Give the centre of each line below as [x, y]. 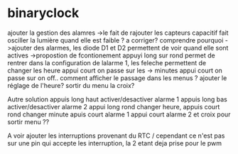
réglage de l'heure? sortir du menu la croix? [71, 85]
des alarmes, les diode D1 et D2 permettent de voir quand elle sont [131, 48]
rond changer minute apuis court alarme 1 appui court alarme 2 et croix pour [119, 114]
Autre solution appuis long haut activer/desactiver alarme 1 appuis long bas [117, 99]
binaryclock [43, 13]
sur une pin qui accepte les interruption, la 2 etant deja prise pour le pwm [115, 143]
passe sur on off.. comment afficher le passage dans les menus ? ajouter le [117, 78]
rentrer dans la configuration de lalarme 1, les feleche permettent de [107, 62]
